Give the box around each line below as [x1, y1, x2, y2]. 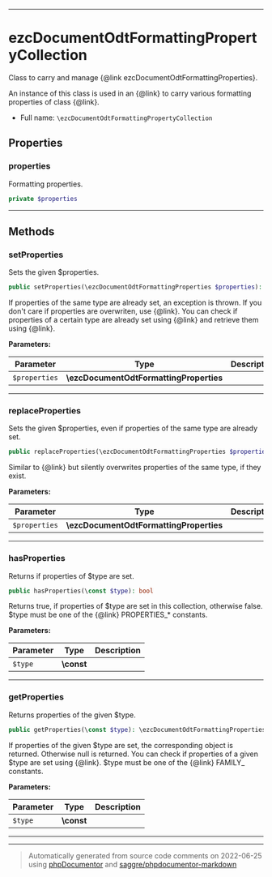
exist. [8, 471, 27, 481]
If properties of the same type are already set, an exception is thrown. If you [8, 297, 262, 308]
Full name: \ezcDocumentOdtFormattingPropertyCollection [19, 113, 213, 122]
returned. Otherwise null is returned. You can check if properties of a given [8, 749, 259, 759]
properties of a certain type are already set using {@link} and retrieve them [8, 315, 259, 325]
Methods [8, 225, 55, 238]
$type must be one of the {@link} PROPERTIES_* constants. [8, 610, 208, 620]
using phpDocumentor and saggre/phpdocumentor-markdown [28, 859, 237, 869]
